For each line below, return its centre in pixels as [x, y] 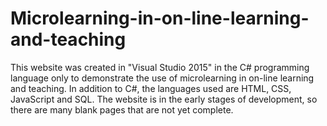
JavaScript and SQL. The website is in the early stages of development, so [164, 99]
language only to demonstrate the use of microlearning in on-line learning [162, 78]
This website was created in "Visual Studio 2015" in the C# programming [160, 67]
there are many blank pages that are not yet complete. [122, 109]
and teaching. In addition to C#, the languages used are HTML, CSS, [151, 88]
